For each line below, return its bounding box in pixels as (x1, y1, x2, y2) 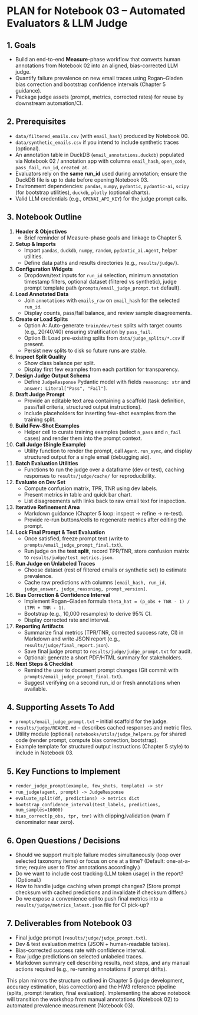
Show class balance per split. (24, 359, 95, 366)
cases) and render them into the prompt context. (24, 435, 143, 442)
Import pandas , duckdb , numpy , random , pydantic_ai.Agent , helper (24, 247, 177, 254)
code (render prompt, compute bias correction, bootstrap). (15, 737, 159, 744)
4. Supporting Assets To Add (6, 702, 115, 712)
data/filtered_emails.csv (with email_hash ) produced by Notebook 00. (15, 132, 189, 139)
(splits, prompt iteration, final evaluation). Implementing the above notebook (6, 989, 191, 996)
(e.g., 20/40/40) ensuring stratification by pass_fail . (24, 328, 153, 335)
